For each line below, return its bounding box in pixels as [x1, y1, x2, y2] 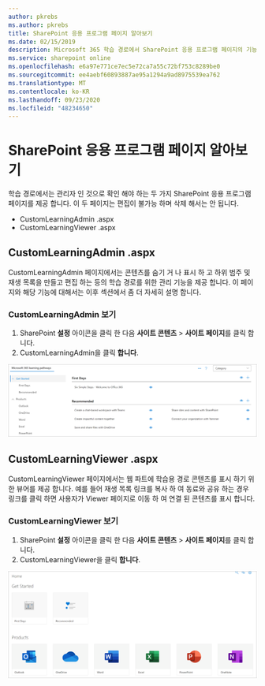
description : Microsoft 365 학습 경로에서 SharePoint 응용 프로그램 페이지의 [8, 46, 243, 54]
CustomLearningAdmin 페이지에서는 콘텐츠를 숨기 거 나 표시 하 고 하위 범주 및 [8, 268, 251, 277]
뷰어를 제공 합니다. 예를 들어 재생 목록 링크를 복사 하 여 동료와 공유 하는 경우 [16, 484, 250, 494]
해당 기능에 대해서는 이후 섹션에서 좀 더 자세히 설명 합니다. [22, 288, 202, 296]
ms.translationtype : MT [8, 79, 87, 87]
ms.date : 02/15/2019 [8, 38, 77, 46]
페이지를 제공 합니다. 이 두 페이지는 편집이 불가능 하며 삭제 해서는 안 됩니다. [8, 199, 239, 208]
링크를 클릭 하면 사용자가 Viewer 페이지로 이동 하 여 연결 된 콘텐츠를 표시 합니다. [8, 494, 256, 504]
